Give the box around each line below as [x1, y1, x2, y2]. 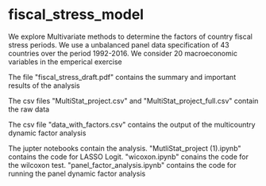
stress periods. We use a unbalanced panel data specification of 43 [8, 40, 229, 49]
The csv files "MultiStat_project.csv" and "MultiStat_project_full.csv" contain [8, 96, 259, 105]
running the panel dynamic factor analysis [8, 169, 146, 178]
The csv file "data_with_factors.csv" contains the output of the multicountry [8, 120, 256, 129]
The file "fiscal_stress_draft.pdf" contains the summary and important [8, 72, 237, 82]
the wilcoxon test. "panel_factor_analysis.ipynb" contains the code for [8, 160, 237, 169]
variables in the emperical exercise [8, 57, 122, 66]
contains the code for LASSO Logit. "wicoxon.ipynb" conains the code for [8, 152, 249, 161]
